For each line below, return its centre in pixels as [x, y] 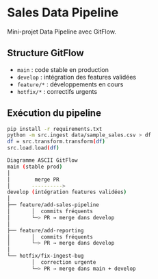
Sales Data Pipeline [63, 13]
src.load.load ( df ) [33, 148]
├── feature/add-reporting [45, 230]
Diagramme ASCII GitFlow [42, 160]
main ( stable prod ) [35, 167]
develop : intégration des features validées [77, 77]
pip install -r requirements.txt [55, 129]
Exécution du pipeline [54, 113]
